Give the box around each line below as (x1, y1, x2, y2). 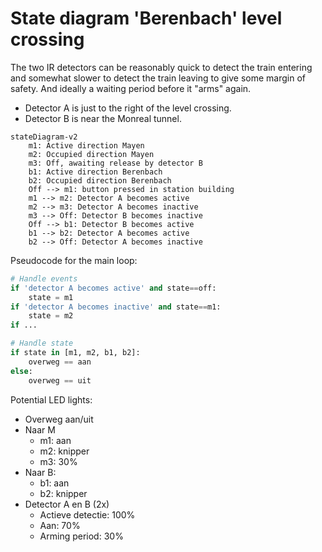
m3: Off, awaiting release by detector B (28, 158, 203, 168)
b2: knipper (39, 487, 88, 499)
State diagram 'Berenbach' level (10, 7, 283, 30)
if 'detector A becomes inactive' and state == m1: (10, 302, 222, 312)
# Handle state (10, 338, 74, 349)
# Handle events (10, 273, 78, 284)
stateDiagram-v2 (10, 132, 78, 142)
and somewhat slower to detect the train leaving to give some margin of (10, 72, 307, 84)
